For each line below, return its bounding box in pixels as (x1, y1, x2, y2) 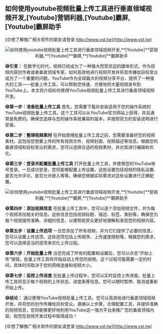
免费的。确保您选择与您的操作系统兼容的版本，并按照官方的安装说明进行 (13, 116, 158, 121)
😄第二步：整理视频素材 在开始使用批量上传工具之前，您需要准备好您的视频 (5, 132, 155, 138)
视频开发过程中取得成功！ (26, 313, 78, 319)
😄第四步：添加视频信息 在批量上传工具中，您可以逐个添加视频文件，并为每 (5, 205, 155, 211)
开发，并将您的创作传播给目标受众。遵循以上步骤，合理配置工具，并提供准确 (5, 301, 158, 306)
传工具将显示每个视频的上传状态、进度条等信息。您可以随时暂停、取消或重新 (5, 278, 158, 284)
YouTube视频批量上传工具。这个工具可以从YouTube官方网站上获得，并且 (5, 109, 150, 115)
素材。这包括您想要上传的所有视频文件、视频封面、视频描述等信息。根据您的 (5, 138, 158, 144)
